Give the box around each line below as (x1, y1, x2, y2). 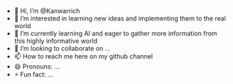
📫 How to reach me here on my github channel (13, 52, 153, 60)
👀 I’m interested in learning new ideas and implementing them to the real (13, 14, 226, 23)
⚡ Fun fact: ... (13, 71, 53, 78)
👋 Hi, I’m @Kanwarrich (13, 7, 80, 15)
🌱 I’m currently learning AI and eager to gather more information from (13, 29, 218, 37)
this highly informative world (13, 37, 98, 45)
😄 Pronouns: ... (13, 62, 60, 71)
